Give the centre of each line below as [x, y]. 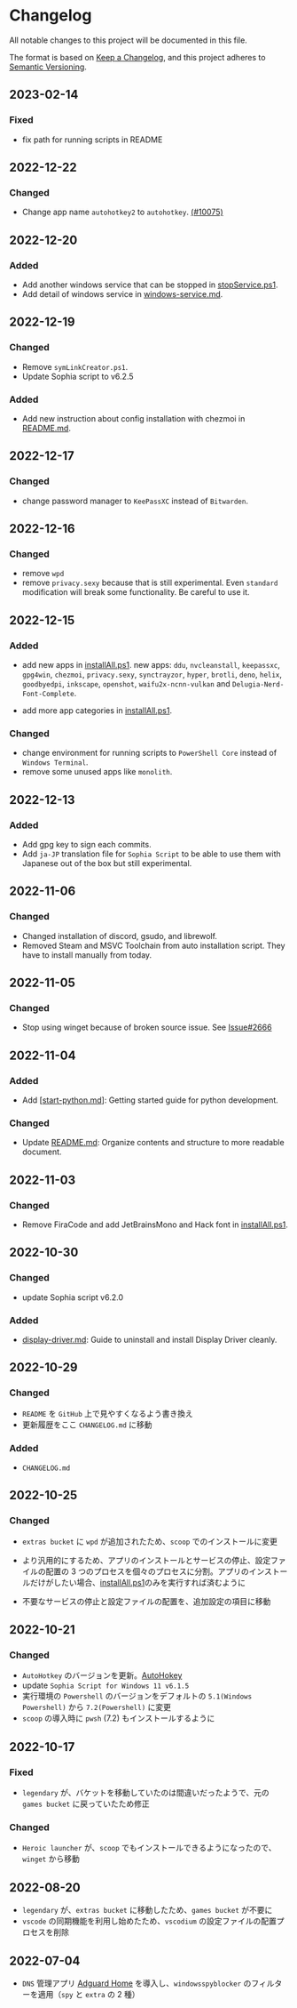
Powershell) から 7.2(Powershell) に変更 [96, 1707]
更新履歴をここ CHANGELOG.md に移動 [87, 1425]
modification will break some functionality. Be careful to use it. [136, 592]
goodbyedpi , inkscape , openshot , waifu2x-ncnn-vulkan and [126, 684]
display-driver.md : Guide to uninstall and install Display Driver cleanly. [149, 1340]
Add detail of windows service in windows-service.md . [122, 294]
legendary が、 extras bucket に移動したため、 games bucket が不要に [147, 1910]
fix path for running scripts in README [92, 140]
